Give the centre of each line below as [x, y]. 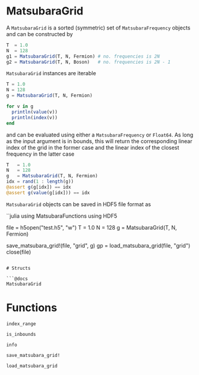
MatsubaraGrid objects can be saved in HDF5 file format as [79, 204]
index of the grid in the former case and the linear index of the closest [93, 147]
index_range [21, 324]
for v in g [20, 106]
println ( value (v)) [35, 112]
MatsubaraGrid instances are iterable [51, 73]
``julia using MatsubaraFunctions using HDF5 [62, 216]
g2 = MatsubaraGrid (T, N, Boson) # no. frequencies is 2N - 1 [88, 62]
